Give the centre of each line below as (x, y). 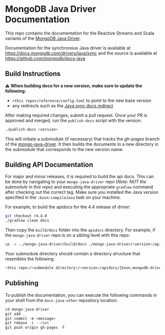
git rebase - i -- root (27, 323)
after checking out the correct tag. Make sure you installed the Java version (82, 192)
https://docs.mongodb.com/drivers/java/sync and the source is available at (81, 53)
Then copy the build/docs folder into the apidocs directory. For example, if (80, 230)
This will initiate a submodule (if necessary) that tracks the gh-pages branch (82, 139)
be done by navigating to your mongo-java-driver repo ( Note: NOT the (76, 182)
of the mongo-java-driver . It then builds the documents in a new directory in (82, 144)
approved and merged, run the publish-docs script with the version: (73, 120)
